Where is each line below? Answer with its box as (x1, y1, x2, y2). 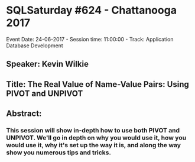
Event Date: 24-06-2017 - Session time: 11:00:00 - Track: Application (6, 35, 174, 43)
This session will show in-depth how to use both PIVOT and (6, 127, 180, 135)
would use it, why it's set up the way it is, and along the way (6, 141, 181, 150)
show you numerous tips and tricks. (6, 148, 111, 157)
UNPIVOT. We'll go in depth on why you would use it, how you (6, 134, 187, 142)
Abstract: (6, 109, 42, 119)
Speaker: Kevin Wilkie (6, 59, 89, 69)
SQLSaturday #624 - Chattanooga (6, 4, 177, 17)
